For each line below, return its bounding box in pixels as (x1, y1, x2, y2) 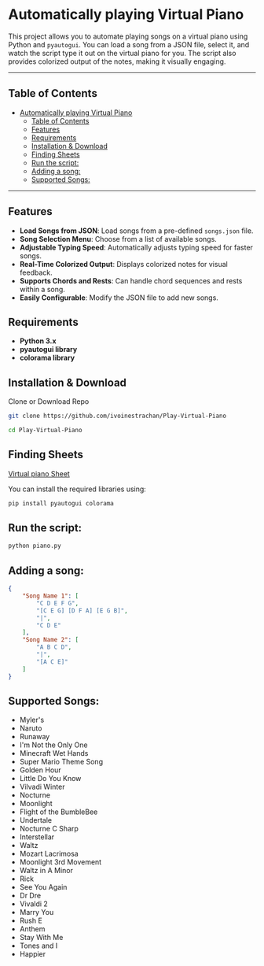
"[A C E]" (36, 657, 68, 666)
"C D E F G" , (36, 599, 79, 607)
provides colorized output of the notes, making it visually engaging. (8, 57, 226, 66)
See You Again (19, 883, 68, 892)
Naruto (19, 724, 42, 733)
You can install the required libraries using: (8, 484, 147, 494)
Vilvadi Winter (19, 782, 65, 792)
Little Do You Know (19, 774, 82, 783)
